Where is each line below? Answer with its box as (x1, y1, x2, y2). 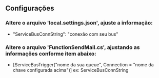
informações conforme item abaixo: (5, 50, 96, 57)
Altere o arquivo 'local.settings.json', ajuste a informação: (5, 19, 153, 27)
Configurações (5, 4, 55, 13)
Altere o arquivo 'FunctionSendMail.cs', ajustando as (5, 43, 140, 50)
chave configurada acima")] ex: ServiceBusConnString (12, 67, 129, 73)
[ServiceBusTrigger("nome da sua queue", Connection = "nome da (12, 61, 154, 68)
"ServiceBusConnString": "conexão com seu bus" (12, 31, 118, 37)
